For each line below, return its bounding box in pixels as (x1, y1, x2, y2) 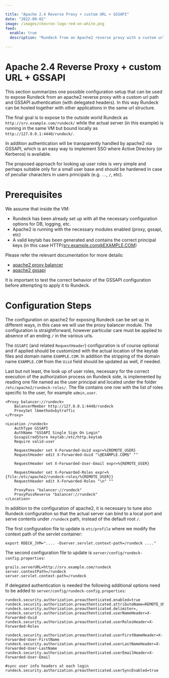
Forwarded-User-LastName (5, 646, 57, 651)
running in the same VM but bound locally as (5, 125, 98, 131)
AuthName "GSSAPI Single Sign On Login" (14, 430, 100, 435)
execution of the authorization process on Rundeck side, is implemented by (5, 373, 162, 379)
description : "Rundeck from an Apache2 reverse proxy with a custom (10, 35, 156, 40)
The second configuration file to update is (5, 550, 92, 556)
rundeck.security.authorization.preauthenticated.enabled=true (5, 597, 141, 602)
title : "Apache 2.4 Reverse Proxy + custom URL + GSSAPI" (5, 12, 129, 17)
